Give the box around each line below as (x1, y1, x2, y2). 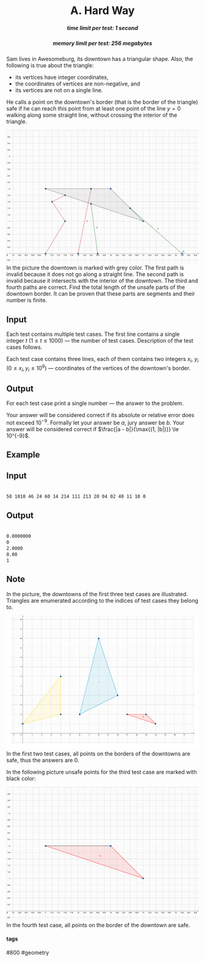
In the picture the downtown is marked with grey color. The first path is (6, 264, 184, 272)
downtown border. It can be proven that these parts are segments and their (6, 290, 195, 297)
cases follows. (6, 343, 43, 351)
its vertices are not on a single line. (15, 86, 103, 93)
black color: (6, 774, 36, 782)
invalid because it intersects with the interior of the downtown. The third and (6, 277, 198, 285)
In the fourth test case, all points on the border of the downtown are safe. (6, 921, 190, 928)
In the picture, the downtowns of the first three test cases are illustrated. (6, 590, 188, 597)
